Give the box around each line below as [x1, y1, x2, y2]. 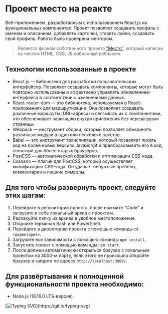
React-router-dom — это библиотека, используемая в [12, 100, 127, 106]
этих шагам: [5, 191, 46, 200]
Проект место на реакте [5, 3, 112, 15]
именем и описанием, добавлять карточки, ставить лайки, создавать [5, 30, 154, 36]
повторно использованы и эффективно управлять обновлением [12, 89, 150, 95]
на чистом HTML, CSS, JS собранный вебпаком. [17, 51, 121, 57]
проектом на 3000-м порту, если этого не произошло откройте [12, 252, 149, 258]
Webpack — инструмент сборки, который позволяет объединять [12, 126, 152, 132]
